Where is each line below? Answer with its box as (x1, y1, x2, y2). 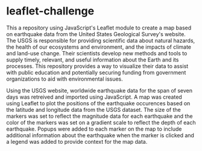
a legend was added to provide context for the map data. (6, 138, 148, 145)
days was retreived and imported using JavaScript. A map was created (6, 93, 182, 100)
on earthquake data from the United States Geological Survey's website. (6, 30, 186, 37)
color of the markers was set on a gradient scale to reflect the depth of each (6, 119, 196, 126)
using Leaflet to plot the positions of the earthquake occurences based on (6, 99, 191, 106)
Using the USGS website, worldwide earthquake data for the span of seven (6, 87, 193, 94)
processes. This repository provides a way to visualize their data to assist (6, 62, 189, 70)
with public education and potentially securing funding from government (6, 69, 186, 76)
